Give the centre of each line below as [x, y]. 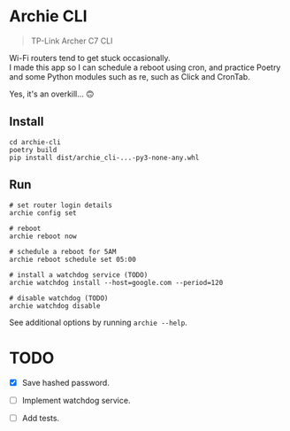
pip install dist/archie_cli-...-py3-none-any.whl [104, 158]
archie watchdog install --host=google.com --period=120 [116, 282]
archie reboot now [43, 236]
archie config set [43, 213]
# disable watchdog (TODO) [59, 298]
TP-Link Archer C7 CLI [72, 41]
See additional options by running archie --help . [98, 322]
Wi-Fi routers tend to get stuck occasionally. [90, 58]
